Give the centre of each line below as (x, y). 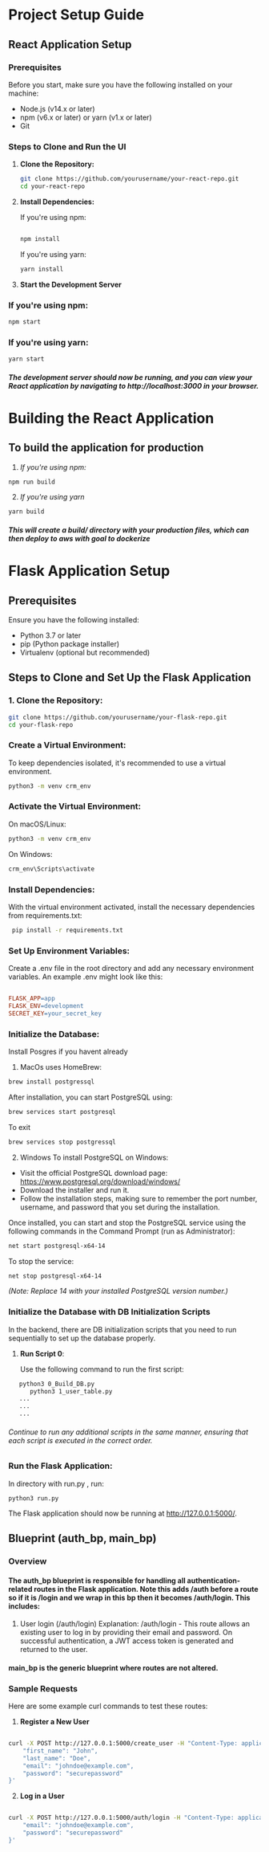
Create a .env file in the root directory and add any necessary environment (131, 969)
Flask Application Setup (89, 571)
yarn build (26, 512)
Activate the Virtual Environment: (75, 806)
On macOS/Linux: (37, 824)
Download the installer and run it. (74, 1189)
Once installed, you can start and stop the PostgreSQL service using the (127, 1222)
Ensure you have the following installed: (74, 619)
